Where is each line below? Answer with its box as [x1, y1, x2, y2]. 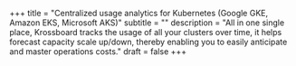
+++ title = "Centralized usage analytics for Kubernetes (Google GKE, [9, 8, 269, 18]
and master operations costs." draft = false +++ [9, 46, 187, 57]
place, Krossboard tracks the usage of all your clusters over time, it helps [9, 27, 282, 37]
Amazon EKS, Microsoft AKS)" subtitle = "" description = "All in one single [9, 17, 285, 28]
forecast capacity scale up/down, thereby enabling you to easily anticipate [9, 36, 288, 47]
